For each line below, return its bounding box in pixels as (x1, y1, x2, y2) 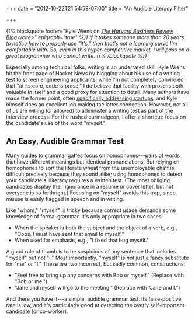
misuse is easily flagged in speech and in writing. (6, 195, 124, 202)
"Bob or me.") (14, 277, 48, 285)
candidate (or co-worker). (6, 308, 68, 315)
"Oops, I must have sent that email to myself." (14, 230, 124, 237)
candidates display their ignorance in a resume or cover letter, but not (6, 183, 174, 190)
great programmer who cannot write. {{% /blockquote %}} (6, 53, 147, 59)
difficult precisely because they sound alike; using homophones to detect (6, 171, 183, 178)
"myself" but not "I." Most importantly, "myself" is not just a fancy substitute (6, 254, 189, 261)
